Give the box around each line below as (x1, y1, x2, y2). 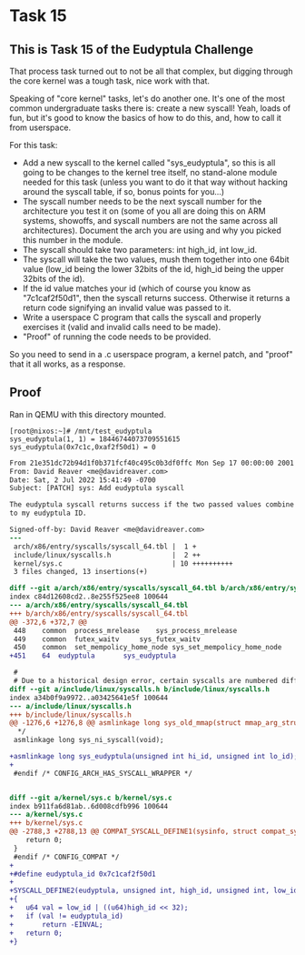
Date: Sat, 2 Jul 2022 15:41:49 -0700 (9, 475, 156, 485)
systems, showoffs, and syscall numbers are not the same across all (22, 216, 279, 226)
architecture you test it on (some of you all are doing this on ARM (22, 206, 266, 216)
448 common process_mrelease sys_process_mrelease (13, 626, 238, 635)
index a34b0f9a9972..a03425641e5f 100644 (9, 693, 169, 702)
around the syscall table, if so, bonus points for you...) (22, 186, 225, 196)
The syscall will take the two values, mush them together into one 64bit (22, 254, 290, 265)
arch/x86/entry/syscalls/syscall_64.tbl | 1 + (13, 542, 197, 551)
